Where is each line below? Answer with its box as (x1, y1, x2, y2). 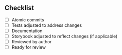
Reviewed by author (11, 39, 52, 45)
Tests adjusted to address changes (11, 22, 82, 28)
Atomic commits (11, 17, 44, 22)
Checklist (4, 4, 35, 12)
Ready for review (11, 44, 46, 50)
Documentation (11, 28, 43, 34)
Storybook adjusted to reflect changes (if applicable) (11, 34, 118, 39)
